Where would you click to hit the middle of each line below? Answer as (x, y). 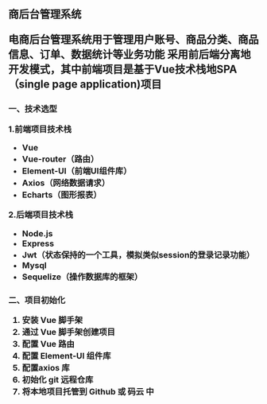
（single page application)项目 (85, 85)
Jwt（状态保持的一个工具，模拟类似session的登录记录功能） (138, 254)
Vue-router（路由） (60, 159)
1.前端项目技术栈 (40, 129)
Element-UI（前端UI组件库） (77, 171)
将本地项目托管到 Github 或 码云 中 (88, 392)
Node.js (37, 233)
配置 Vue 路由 (48, 344)
